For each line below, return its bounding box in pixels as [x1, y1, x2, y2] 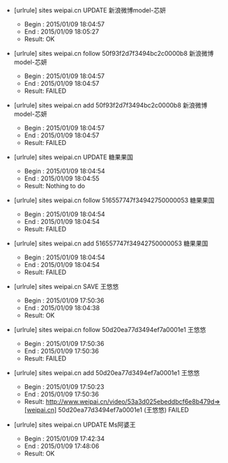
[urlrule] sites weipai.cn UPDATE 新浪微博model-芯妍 [13, 6, 166, 14]
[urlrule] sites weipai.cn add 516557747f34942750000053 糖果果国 [13, 239, 208, 248]
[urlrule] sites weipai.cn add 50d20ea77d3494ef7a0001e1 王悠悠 [13, 369, 200, 377]
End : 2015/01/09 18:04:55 [24, 174, 100, 183]
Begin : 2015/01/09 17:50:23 [24, 383, 105, 390]
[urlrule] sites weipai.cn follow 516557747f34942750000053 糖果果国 [13, 196, 215, 204]
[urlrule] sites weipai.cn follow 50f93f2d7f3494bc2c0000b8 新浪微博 [13, 50, 214, 57]
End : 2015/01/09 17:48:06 [24, 442, 100, 450]
